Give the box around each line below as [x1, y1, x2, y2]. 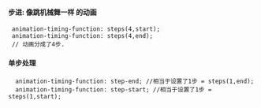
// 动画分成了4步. [11, 40, 65, 49]
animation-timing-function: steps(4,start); [11, 25, 160, 33]
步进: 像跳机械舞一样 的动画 [8, 7, 97, 17]
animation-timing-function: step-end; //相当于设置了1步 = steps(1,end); [15, 77, 255, 86]
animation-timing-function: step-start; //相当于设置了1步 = [15, 86, 212, 94]
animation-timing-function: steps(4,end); [11, 32, 154, 40]
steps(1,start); [8, 93, 62, 101]
